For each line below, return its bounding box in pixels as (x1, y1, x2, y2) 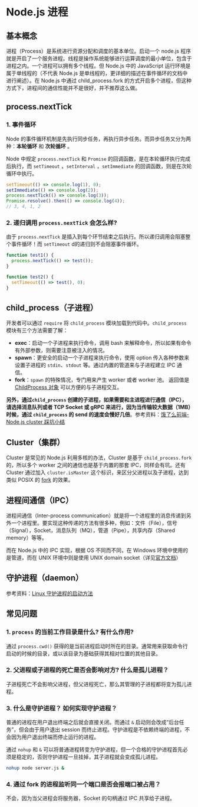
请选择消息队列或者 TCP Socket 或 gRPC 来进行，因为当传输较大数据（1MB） (6, 404, 191, 411)
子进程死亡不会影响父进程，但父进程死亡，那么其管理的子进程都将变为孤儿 (6, 680, 187, 688)
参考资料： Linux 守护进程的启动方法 (6, 590, 93, 597)
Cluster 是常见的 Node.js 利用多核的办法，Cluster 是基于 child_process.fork (6, 454, 192, 461)
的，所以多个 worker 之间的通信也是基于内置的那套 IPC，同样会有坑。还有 (6, 462, 186, 469)
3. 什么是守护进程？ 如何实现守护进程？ (6, 704, 118, 712)
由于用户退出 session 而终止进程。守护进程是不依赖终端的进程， (29, 726, 185, 733)
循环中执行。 (6, 169, 37, 177)
